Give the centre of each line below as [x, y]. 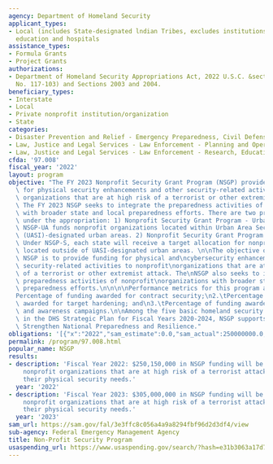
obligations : [30, 334]
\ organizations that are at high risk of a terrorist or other [127, 197]
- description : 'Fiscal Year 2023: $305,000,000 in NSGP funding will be [136, 394]
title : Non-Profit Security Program [70, 440]
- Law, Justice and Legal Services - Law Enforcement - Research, [123, 152]
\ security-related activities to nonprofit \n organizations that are [136, 265]
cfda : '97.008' [34, 160]
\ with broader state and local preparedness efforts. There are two [136, 212]
